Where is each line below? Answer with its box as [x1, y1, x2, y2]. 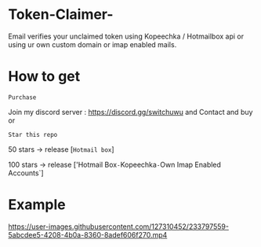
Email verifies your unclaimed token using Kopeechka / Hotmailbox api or [8, 31, 245, 41]
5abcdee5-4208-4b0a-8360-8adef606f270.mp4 [8, 230, 168, 239]
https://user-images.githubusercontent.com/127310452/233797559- [8, 222, 230, 231]
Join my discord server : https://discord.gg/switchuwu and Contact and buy [8, 107, 253, 116]
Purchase [8, 93, 37, 101]
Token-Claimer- [8, 6, 114, 24]
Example [8, 196, 66, 214]
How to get [8, 68, 81, 86]
